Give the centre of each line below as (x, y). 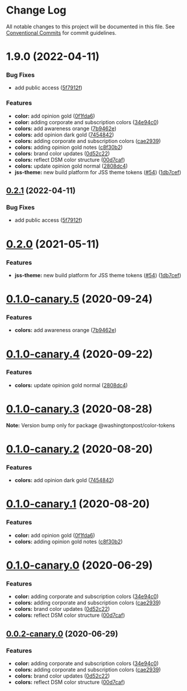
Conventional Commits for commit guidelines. (61, 32)
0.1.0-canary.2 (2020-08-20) (79, 449)
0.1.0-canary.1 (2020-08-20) (78, 504)
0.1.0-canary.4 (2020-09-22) (79, 354)
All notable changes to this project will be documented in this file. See (91, 26)
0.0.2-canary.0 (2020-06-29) (62, 634)
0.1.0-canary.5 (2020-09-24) (79, 299)
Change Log (36, 10)
